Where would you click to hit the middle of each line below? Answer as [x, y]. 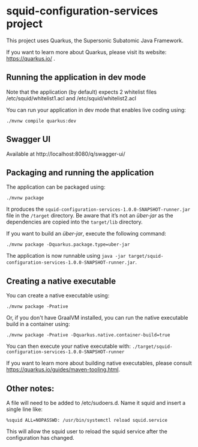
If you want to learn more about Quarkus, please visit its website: [86, 52]
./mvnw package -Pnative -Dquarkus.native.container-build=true [88, 335]
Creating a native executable [61, 281]
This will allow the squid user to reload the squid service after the [87, 431]
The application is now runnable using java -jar [66, 256]
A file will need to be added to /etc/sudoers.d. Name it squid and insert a [96, 403]
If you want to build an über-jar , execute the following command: [86, 234]
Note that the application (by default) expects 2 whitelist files [82, 92]
